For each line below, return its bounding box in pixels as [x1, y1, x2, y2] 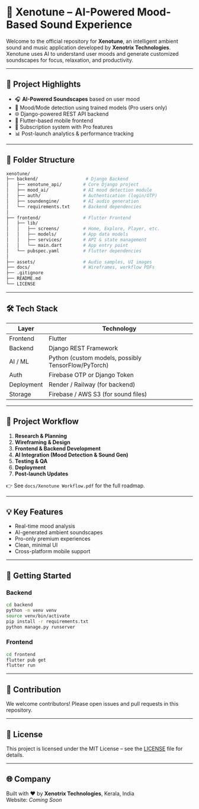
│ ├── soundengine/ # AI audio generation [6, 198, 139, 204]
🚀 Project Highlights [6, 80, 81, 90]
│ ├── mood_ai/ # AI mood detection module [6, 187, 152, 193]
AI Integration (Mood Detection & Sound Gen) [14, 451, 129, 458]
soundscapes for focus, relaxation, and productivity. [6, 56, 133, 64]
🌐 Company [6, 774, 52, 784]
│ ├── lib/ [6, 220, 38, 226]
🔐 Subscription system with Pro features [14, 123, 113, 130]
